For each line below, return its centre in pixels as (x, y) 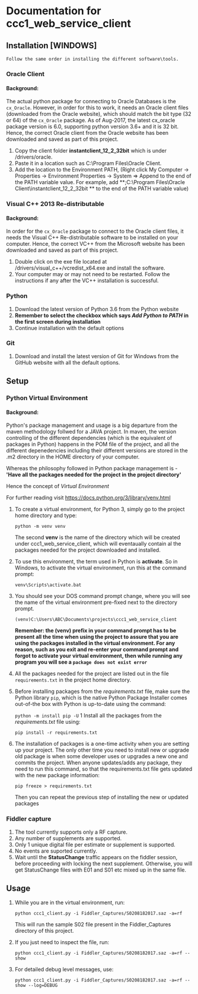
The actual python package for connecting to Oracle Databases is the (91, 102)
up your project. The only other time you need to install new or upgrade (102, 750)
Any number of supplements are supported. (68, 838)
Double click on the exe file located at (61, 262)
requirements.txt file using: (47, 722)
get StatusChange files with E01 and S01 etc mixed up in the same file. (100, 870)
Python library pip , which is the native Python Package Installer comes (101, 698)
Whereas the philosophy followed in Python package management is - (92, 468)
